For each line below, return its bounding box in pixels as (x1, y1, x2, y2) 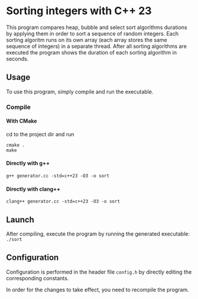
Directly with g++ (6, 160, 50, 167)
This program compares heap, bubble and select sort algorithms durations (6, 24, 187, 31)
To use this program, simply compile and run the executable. (6, 88, 154, 95)
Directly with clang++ (6, 185, 61, 192)
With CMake (6, 117, 37, 125)
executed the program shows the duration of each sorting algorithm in (6, 49, 177, 56)
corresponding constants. (6, 274, 69, 282)
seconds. (6, 55, 29, 62)
